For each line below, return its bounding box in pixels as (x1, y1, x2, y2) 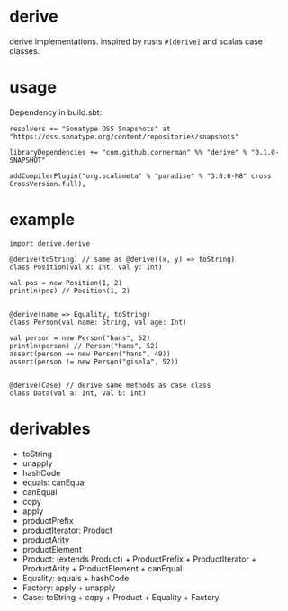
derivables (9, 418, 91, 438)
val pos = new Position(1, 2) (9, 278, 123, 287)
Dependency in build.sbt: (9, 106, 103, 118)
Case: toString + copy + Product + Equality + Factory (22, 591, 220, 602)
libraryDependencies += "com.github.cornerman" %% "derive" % (9, 148, 247, 157)
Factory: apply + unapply (22, 582, 116, 593)
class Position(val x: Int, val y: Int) (9, 263, 164, 272)
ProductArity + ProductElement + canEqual (22, 562, 183, 573)
